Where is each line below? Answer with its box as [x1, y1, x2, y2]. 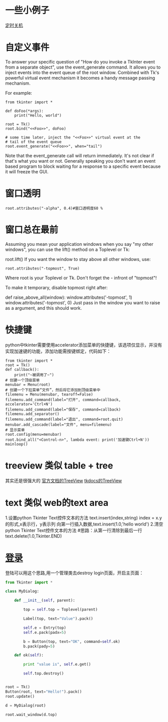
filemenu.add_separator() [5, 411, 59, 416]
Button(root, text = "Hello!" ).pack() [5, 689, 82, 694]
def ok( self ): [14, 653, 44, 658]
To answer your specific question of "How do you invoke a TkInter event [5, 58, 155, 64]
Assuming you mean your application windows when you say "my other [5, 241, 153, 247]
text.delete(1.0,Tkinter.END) [5, 533, 62, 539]
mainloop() [5, 441, 28, 446]
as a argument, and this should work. [5, 305, 82, 311]
